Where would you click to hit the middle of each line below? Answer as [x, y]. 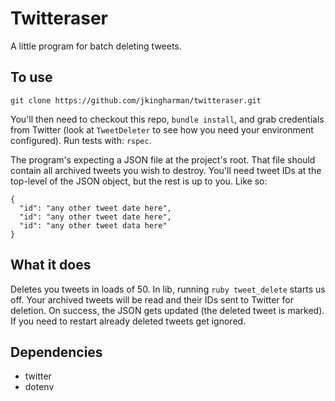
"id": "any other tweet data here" [93, 225]
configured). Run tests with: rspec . [81, 140]
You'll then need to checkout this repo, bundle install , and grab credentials [167, 119]
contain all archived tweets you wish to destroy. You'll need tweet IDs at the [166, 170]
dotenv [39, 387]
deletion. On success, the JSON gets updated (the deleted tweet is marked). [167, 310]
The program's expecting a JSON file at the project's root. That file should [163, 159]
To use [31, 77]
